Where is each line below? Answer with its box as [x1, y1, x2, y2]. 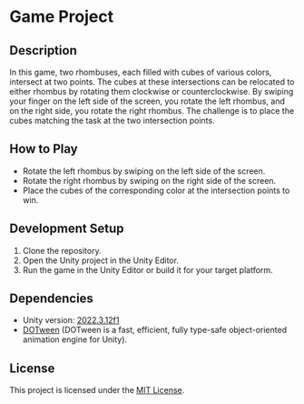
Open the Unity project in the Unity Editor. [22, 255, 180, 266]
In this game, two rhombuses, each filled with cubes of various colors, [9, 66, 272, 77]
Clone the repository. [22, 245, 102, 256]
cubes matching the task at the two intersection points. [9, 116, 215, 126]
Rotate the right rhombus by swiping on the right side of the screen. [22, 175, 277, 186]
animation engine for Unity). [22, 334, 128, 345]
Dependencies [9, 291, 93, 307]
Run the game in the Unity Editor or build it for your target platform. [22, 264, 274, 275]
